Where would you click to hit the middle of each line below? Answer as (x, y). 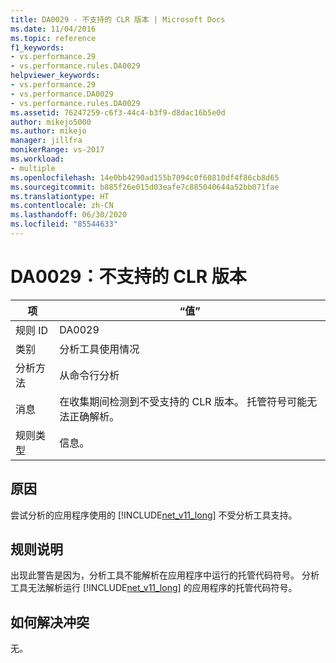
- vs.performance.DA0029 (62, 94)
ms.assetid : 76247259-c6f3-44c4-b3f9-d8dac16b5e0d (118, 112)
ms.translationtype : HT (60, 196)
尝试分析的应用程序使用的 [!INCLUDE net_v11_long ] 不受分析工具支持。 (154, 515)
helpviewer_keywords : (55, 76)
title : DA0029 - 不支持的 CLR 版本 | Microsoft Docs (118, 19)
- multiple (33, 168)
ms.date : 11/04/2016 (53, 29)
